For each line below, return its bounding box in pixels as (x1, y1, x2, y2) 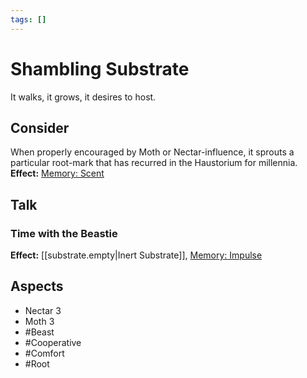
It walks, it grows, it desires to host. (10, 91, 157, 103)
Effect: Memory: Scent (10, 167, 105, 180)
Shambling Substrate (10, 57, 190, 80)
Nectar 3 (24, 304, 62, 316)
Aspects (10, 278, 64, 295)
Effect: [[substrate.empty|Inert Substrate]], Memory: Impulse (10, 249, 263, 261)
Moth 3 (24, 315, 55, 327)
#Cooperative (24, 336, 82, 348)
